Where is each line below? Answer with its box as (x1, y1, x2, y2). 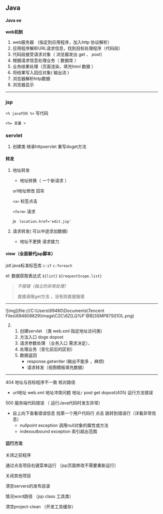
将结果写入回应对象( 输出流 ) (12, 69, 69, 75)
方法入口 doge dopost (19, 334, 64, 340)
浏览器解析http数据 (12, 75, 50, 82)
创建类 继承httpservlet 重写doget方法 (12, 144, 87, 149)
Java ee (5, 17, 22, 23)
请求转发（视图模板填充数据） (27, 364, 87, 370)
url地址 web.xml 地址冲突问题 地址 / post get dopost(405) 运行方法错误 (12, 389, 153, 395)
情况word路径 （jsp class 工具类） (5, 493, 74, 499)
